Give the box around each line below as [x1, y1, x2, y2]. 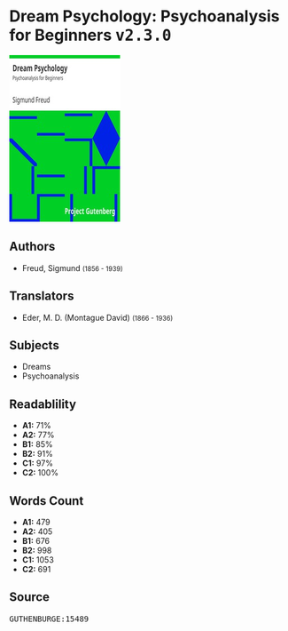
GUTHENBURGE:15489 [9, 613, 90, 624]
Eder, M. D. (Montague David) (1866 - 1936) [21, 312, 174, 323]
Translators [9, 289, 74, 304]
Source [9, 589, 51, 605]
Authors [9, 239, 56, 254]
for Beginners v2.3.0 [9, 25, 172, 45]
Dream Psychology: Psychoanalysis [9, 6, 281, 27]
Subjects [9, 338, 59, 353]
